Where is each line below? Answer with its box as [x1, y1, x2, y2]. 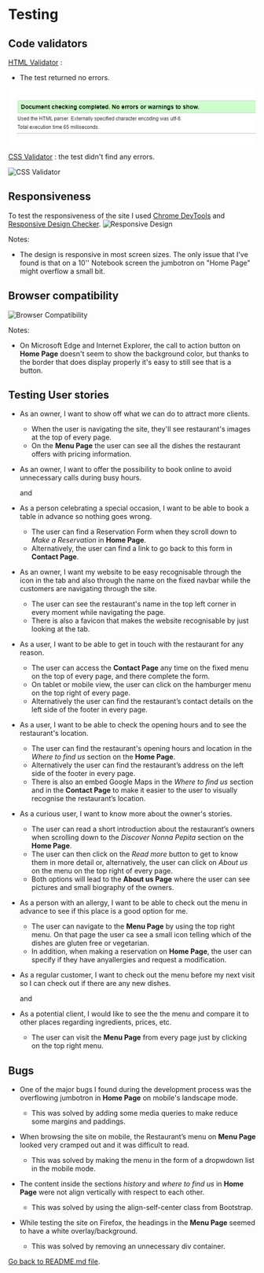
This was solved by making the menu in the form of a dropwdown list [31, 1156, 255, 1165]
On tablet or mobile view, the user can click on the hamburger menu [31, 680, 251, 690]
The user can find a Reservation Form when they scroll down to [31, 527, 237, 536]
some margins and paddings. [31, 1117, 126, 1126]
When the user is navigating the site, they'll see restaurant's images [31, 425, 251, 434]
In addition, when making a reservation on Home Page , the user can [31, 947, 252, 956]
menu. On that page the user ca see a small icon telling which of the [31, 930, 251, 940]
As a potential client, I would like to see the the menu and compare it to [19, 1009, 250, 1019]
